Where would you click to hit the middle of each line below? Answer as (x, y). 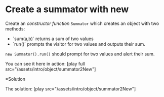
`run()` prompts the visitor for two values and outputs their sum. (79, 44)
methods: (15, 28)
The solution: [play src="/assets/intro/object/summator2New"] (71, 89)
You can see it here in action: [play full (45, 63)
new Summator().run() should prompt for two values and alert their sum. (80, 54)
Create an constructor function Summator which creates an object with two (82, 23)
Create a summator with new (67, 9)
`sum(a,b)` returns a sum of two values (53, 39)
